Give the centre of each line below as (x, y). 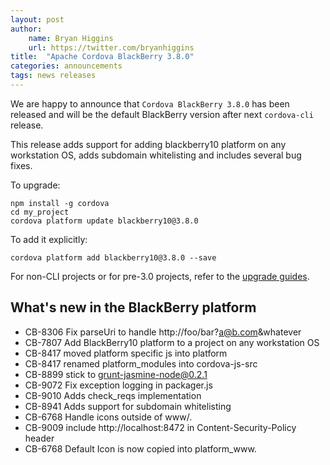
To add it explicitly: (49, 239)
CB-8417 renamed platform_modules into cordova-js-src (141, 363)
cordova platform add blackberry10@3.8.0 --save (113, 257)
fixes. (21, 165)
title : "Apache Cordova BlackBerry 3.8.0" (102, 57)
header (39, 438)
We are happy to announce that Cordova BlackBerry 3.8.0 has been (150, 103)
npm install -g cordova (60, 203)
